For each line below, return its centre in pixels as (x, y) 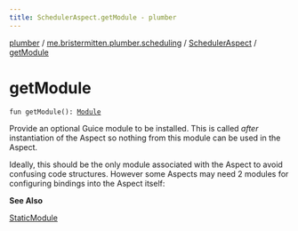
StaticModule (33, 218)
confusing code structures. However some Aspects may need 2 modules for (149, 173)
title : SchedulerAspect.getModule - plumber (93, 17)
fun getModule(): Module (55, 112)
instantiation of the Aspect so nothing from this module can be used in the (145, 138)
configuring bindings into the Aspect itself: (87, 183)
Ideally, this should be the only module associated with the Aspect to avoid (146, 164)
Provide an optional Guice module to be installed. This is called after (134, 128)
